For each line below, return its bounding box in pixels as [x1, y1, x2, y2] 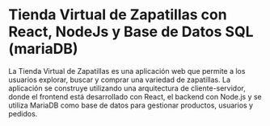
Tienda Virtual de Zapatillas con [8, 6, 228, 24]
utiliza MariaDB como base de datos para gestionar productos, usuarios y [8, 100, 253, 110]
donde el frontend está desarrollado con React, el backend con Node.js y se [8, 91, 262, 101]
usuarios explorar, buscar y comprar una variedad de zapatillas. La [8, 75, 230, 84]
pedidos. [8, 108, 38, 118]
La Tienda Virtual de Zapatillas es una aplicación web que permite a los [8, 66, 246, 75]
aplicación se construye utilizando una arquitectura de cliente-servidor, [8, 83, 247, 93]
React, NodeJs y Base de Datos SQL [8, 22, 254, 41]
